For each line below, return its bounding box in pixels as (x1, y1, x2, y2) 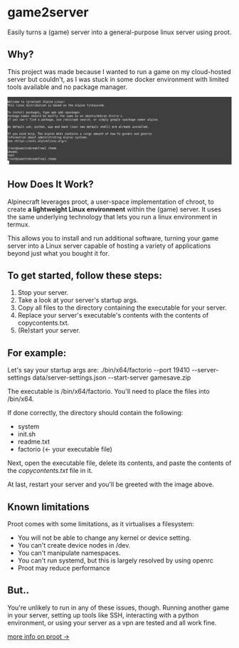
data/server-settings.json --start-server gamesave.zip (32, 373, 191, 382)
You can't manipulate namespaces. (17, 549, 121, 558)
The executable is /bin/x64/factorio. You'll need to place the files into (7, 387, 210, 396)
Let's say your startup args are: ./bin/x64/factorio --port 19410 (7, 366, 191, 375)
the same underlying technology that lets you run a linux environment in (7, 212, 218, 221)
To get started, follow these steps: (7, 270, 162, 282)
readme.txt (17, 437, 51, 446)
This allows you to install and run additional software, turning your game (7, 234, 219, 242)
